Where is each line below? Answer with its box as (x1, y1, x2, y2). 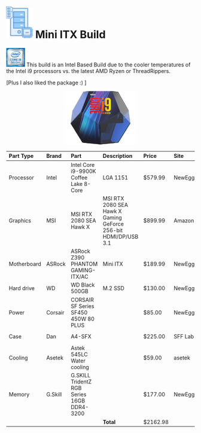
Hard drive (8, 284, 35, 292)
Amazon (173, 217, 194, 224)
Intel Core (71, 161, 95, 168)
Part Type (8, 153, 34, 160)
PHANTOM (71, 260, 98, 268)
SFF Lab (173, 333, 194, 340)
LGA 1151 (102, 173, 129, 181)
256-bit (102, 227, 123, 234)
